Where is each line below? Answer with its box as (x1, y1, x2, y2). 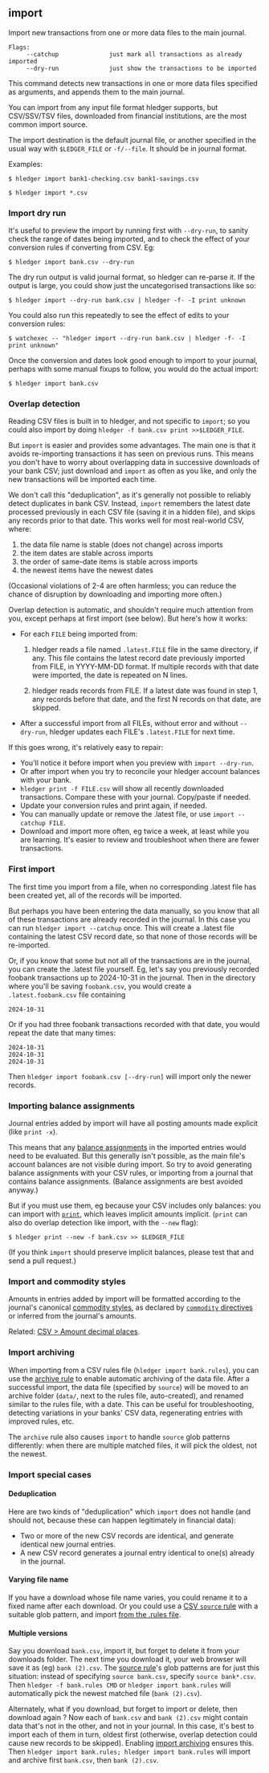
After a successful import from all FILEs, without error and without (19, 719, 238, 728)
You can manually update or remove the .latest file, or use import (19, 809, 235, 819)
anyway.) (8, 1185, 39, 1195)
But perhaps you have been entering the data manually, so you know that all (8, 906, 259, 915)
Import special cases (8, 1469, 92, 1480)
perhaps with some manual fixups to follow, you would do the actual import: (8, 365, 259, 374)
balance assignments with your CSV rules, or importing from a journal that (8, 1168, 254, 1177)
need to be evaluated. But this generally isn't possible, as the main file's (8, 1151, 246, 1160)
